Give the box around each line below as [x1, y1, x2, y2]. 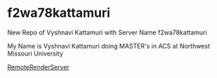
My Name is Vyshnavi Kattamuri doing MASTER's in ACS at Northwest [7, 41, 211, 50]
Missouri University [7, 49, 63, 58]
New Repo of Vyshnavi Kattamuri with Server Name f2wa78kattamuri [7, 28, 207, 37]
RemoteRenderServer [7, 63, 70, 71]
